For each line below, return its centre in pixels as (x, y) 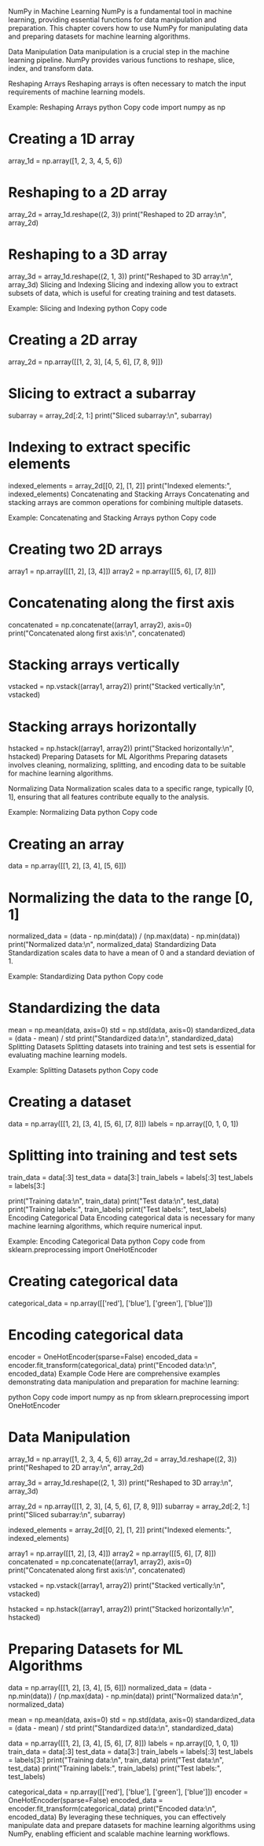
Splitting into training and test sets (123, 1156)
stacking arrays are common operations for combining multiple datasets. (126, 502)
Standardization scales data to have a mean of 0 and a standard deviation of (132, 953)
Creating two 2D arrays (85, 549)
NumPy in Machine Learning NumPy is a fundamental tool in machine (120, 11)
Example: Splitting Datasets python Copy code (83, 1070)
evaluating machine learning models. (68, 1055)
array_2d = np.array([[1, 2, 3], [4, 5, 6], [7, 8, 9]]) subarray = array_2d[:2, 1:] (129, 1506)
